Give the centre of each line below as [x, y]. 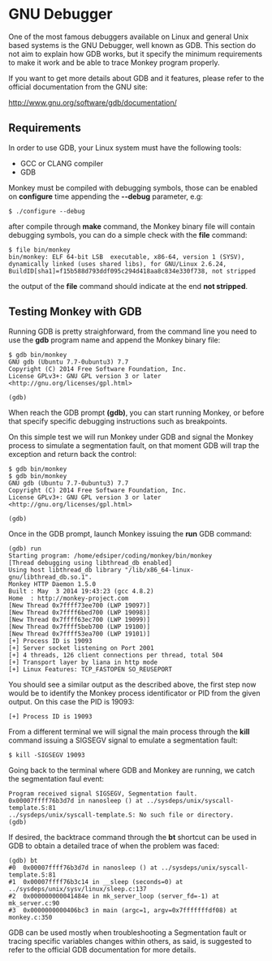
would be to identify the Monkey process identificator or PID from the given [134, 693]
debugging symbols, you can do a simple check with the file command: [128, 235]
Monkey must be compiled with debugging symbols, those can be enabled [133, 187]
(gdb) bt [23, 860]
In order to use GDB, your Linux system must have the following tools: [125, 148]
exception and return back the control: [73, 454]
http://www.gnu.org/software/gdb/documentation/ [93, 102]
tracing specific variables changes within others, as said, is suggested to [130, 941]
